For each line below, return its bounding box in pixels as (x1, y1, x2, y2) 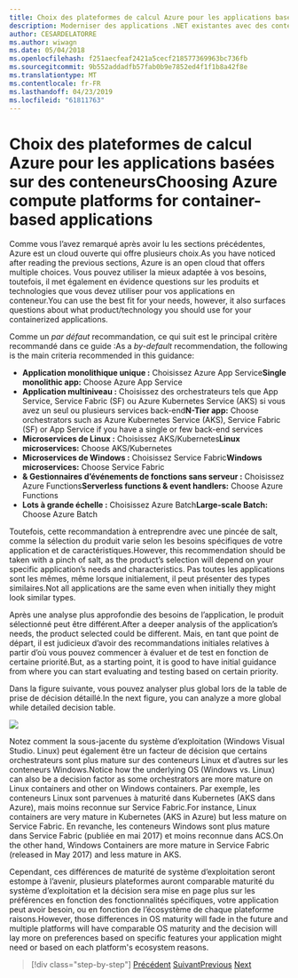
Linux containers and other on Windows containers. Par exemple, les (9, 783, 261, 794)
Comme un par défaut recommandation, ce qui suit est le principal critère (9, 331, 278, 342)
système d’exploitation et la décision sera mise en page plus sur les (9, 886, 255, 896)
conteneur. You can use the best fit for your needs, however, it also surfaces (9, 295, 286, 306)
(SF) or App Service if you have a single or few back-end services (21, 424, 263, 435)
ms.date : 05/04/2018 (9, 46, 86, 55)
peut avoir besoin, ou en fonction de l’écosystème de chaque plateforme (9, 904, 275, 915)
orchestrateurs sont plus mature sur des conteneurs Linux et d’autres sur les (9, 755, 288, 766)
